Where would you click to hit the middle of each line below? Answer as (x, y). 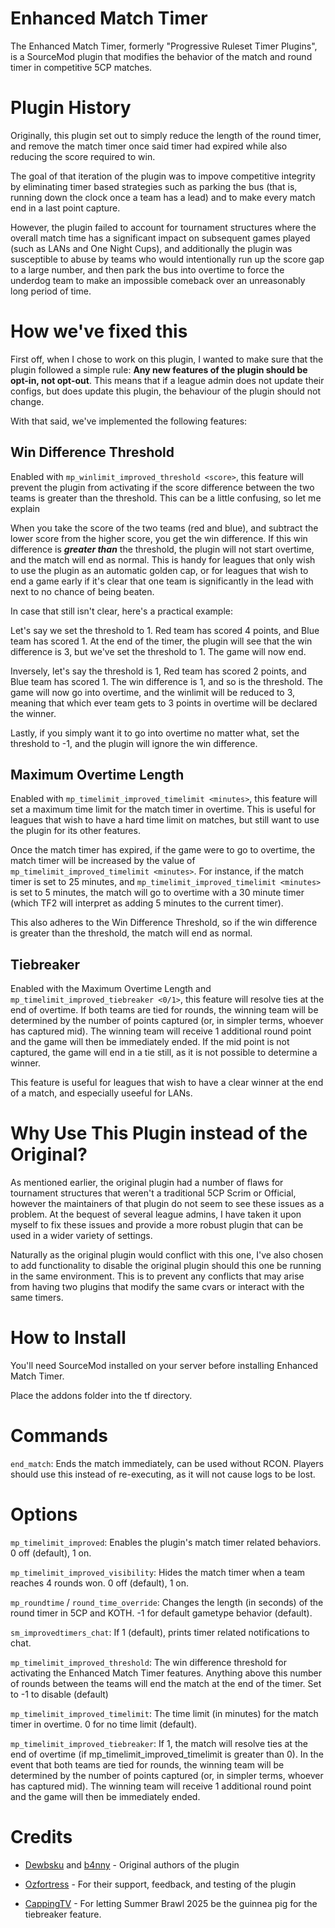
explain (25, 508)
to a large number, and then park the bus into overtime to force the (147, 269)
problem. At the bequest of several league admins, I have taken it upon (156, 1214)
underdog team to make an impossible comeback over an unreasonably (158, 280)
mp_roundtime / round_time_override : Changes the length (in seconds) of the (167, 1602)
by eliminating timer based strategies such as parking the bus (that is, (154, 186)
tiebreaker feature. (63, 1914)
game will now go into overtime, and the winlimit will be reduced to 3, (153, 692)
